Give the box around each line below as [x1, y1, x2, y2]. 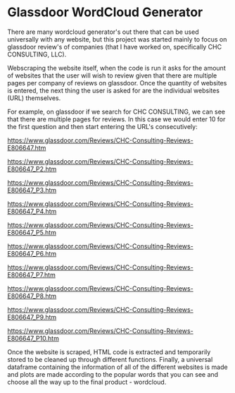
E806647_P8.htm [7, 291, 57, 300]
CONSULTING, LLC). [7, 50, 67, 59]
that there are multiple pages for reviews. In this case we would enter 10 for [7, 114, 226, 123]
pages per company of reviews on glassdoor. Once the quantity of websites [7, 78, 227, 87]
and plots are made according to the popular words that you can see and [7, 370, 219, 378]
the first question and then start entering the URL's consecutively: [7, 122, 198, 131]
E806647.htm [7, 143, 46, 152]
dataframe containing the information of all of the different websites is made [7, 363, 228, 371]
